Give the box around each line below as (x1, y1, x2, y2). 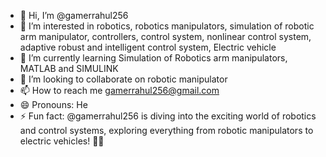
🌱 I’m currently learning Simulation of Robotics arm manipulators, (19, 52, 288, 64)
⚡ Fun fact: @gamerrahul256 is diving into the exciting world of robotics (19, 110, 317, 122)
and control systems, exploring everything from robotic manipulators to (19, 125, 314, 136)
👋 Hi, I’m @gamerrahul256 (19, 10, 129, 21)
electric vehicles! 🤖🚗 (19, 135, 105, 147)
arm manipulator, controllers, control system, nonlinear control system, (19, 31, 312, 42)
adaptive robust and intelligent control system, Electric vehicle (19, 41, 277, 53)
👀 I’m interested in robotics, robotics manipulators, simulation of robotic (19, 20, 315, 32)
